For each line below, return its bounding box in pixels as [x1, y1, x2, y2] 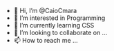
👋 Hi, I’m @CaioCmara [13, 7, 77, 14]
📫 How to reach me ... [13, 37, 78, 44]
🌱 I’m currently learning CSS [13, 21, 95, 29]
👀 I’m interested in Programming [13, 14, 106, 22]
